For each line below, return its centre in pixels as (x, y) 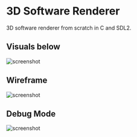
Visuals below (33, 47)
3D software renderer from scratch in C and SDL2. (69, 28)
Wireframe (27, 81)
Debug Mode (31, 114)
